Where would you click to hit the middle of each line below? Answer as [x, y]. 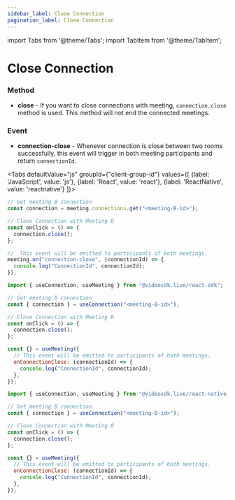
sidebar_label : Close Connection [56, 14]
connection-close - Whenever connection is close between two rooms [120, 146]
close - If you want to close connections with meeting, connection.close [122, 105]
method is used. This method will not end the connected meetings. [113, 112]
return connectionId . [47, 161]
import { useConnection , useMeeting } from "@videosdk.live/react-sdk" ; [115, 286]
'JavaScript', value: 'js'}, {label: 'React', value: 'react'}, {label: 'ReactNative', [115, 182]
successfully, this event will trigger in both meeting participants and [115, 154]
